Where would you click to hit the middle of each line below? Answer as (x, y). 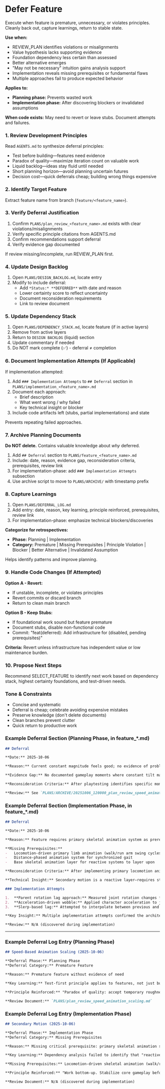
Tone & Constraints (28, 694)
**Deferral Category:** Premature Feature (49, 965)
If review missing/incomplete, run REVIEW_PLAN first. (59, 254)
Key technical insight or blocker (51, 407)
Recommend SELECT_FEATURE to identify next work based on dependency (82, 676)
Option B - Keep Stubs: (29, 612)
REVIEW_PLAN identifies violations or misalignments (65, 47)
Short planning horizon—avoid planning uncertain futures (70, 171)
